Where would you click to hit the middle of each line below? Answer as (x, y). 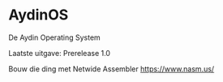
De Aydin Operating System (55, 37)
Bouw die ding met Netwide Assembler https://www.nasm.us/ (111, 69)
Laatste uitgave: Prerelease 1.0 (60, 53)
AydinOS (39, 15)
